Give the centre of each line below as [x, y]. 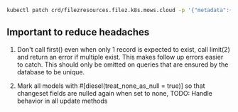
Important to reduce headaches [78, 32]
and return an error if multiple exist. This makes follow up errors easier [120, 57]
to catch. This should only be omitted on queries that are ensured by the [123, 65]
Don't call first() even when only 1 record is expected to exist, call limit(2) [123, 49]
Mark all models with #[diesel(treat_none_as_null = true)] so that [111, 86]
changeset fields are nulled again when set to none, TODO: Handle [114, 93]
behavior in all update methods [62, 101]
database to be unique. [51, 72]
